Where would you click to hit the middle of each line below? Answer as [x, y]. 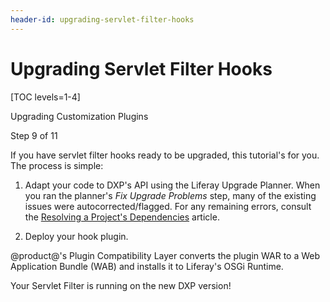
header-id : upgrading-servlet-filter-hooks [102, 19]
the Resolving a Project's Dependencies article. [122, 217]
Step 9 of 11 [34, 135]
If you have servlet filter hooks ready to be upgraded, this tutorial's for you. [165, 155]
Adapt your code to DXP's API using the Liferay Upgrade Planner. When [172, 185]
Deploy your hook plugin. [76, 236]
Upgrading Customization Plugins [79, 116]
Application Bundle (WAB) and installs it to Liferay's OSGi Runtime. [147, 266]
